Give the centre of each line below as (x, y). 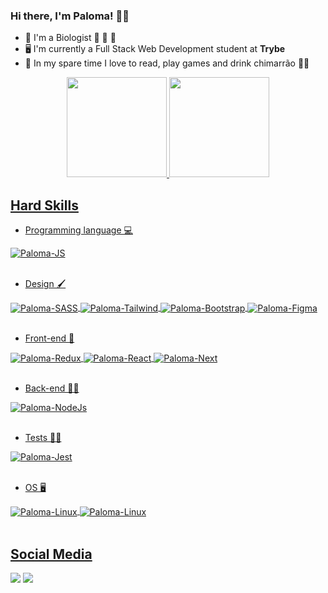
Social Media (51, 554)
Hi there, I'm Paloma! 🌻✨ (70, 16)
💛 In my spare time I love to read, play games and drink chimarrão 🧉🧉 (167, 63)
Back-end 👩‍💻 (52, 388)
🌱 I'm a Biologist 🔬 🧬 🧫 (70, 38)
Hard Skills (44, 205)
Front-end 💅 (49, 338)
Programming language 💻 (78, 230)
